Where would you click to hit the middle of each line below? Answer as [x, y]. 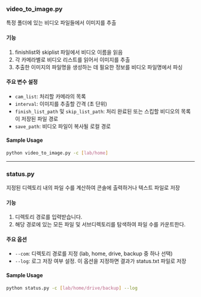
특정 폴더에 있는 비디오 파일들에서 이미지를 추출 [61, 23]
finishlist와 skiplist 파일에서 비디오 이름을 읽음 [69, 52]
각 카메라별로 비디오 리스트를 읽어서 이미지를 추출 [72, 59]
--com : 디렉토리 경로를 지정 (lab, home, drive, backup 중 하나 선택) [94, 254]
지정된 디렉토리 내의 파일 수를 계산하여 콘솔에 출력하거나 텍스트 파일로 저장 [93, 188]
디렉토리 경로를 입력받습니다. [48, 217]
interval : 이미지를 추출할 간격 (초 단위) [61, 104]
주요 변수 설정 [22, 82]
